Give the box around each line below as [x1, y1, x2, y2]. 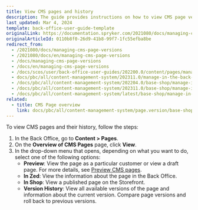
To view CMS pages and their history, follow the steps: [6, 123, 138, 130]
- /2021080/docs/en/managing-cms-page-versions [11, 52, 131, 58]
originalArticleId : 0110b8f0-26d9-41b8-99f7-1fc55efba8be [6, 36, 151, 42]
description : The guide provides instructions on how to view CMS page [6, 14, 186, 20]
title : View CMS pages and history [6, 8, 94, 15]
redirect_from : [6, 42, 44, 48]
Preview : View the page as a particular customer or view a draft [23, 160, 179, 167]
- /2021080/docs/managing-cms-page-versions [11, 47, 123, 53]
